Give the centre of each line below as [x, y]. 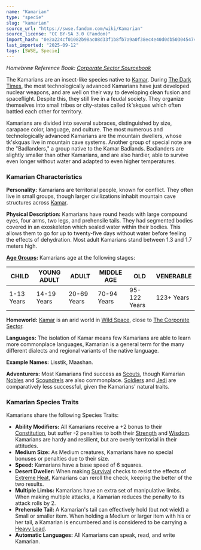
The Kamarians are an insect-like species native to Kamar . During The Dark [99, 79]
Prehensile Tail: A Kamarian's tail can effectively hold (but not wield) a [102, 510]
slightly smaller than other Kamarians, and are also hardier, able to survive [97, 155]
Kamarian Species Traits [42, 402]
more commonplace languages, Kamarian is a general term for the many [95, 344]
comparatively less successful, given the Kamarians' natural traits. [88, 387]
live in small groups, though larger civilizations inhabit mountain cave [91, 196]
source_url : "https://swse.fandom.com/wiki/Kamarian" [75, 28]
